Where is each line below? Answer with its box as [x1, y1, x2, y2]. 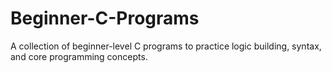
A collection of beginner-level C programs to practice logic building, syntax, [10, 40, 322, 52]
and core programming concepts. [10, 50, 148, 62]
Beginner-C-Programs [10, 7, 200, 30]
